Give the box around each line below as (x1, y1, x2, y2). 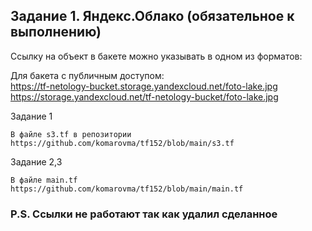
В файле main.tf (10, 175, 78, 185)
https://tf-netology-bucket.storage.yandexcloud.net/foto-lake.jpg (10, 80, 278, 92)
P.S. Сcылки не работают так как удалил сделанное (10, 207, 278, 221)
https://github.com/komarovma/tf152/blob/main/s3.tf (10, 138, 235, 148)
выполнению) (10, 24, 102, 41)
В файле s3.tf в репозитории (10, 129, 132, 139)
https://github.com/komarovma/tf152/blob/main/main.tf (10, 184, 244, 194)
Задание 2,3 (10, 155, 63, 168)
